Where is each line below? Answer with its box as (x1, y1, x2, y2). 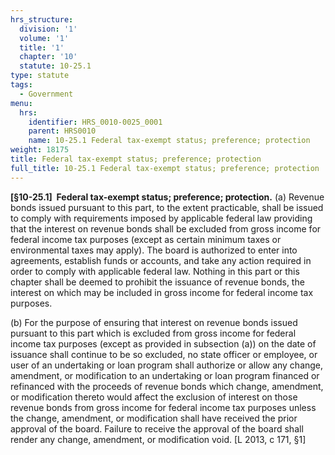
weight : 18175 (10, 145, 70, 155)
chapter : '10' (19, 52, 78, 62)
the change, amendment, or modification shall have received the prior (10, 412, 298, 424)
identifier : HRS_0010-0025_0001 (28, 117, 163, 127)
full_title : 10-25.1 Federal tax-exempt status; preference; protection (10, 163, 320, 173)
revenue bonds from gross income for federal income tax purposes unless (10, 401, 317, 413)
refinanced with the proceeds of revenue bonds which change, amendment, (10, 380, 324, 392)
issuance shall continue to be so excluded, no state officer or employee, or (10, 348, 318, 360)
